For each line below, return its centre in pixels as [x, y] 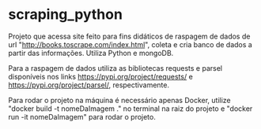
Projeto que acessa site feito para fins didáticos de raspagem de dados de [129, 36]
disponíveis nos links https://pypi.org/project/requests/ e [101, 76]
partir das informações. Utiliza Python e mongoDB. [91, 53]
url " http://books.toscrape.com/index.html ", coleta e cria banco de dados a [130, 44]
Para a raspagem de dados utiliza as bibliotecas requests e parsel [115, 68]
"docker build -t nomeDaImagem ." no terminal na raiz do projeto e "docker [130, 109]
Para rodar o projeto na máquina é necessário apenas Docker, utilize [119, 100]
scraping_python [65, 15]
